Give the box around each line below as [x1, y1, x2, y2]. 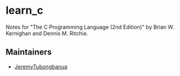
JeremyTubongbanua [14, 63, 67, 70]
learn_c [5, 4, 43, 17]
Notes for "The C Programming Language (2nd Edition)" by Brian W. [5, 23, 175, 31]
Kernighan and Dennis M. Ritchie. [5, 29, 88, 37]
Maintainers [5, 47, 52, 57]
